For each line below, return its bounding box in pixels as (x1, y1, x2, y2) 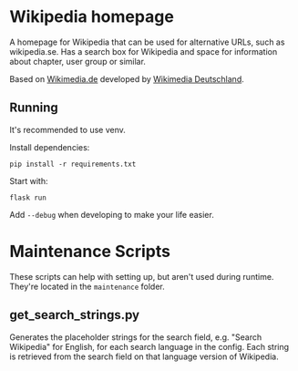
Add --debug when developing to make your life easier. (9, 209, 214, 220)
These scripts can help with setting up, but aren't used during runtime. (9, 271, 274, 282)
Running (9, 100, 59, 116)
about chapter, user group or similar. (9, 56, 146, 67)
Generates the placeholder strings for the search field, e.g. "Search (9, 331, 262, 343)
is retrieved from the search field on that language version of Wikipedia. (9, 351, 280, 362)
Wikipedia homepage (9, 6, 175, 27)
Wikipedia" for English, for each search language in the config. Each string (9, 341, 290, 352)
